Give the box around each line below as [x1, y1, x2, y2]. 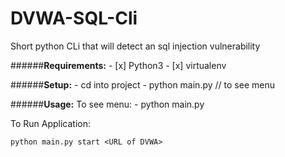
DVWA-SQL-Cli [10, 7, 138, 30]
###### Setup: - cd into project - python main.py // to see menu [10, 78, 275, 91]
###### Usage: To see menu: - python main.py [10, 98, 205, 110]
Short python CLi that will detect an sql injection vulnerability [10, 40, 261, 52]
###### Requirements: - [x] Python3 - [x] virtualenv [10, 59, 227, 71]
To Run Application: [10, 117, 92, 129]
